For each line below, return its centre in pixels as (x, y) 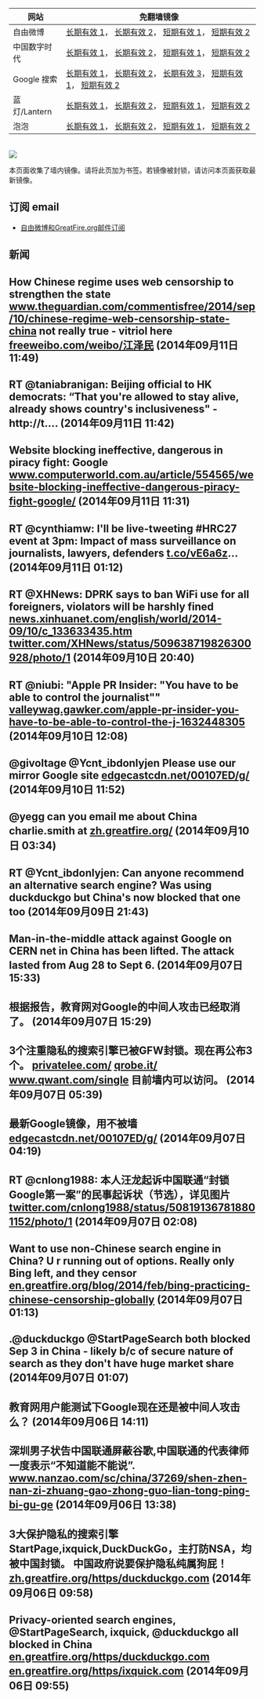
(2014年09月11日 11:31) (134, 501)
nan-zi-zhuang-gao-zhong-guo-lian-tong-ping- (129, 1491)
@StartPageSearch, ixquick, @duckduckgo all (124, 1633)
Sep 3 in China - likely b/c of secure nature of (121, 1352)
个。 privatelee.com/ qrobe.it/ (83, 1065)
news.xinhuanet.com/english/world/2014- (116, 619)
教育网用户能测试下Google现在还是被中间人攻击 (125, 1407)
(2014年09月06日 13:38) (116, 1505)
